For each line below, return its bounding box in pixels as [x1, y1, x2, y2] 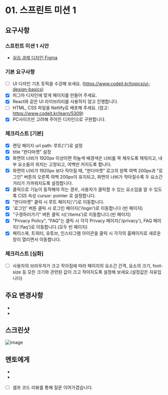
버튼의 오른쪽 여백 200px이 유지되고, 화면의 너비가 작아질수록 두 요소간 [24, 174, 163, 180]
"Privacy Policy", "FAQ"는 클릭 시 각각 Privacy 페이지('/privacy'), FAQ [12, 218, 152, 224]
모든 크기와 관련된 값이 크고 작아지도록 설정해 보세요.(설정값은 [27, 269, 148, 275]
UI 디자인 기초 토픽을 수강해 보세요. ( [12, 81, 84, 87]
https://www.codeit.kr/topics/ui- [84, 81, 150, 87]
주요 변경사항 [5, 291, 44, 300]
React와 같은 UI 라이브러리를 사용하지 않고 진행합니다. [12, 99, 119, 105]
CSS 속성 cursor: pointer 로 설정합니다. [18, 193, 96, 199]
